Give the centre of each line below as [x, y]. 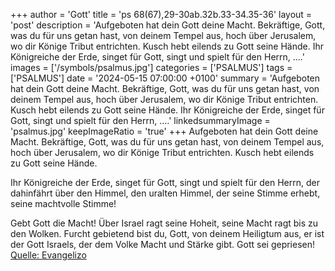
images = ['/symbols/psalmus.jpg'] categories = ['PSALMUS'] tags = [151, 67]
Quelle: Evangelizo [48, 255]
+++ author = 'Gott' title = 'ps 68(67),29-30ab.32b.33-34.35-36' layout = [161, 14]
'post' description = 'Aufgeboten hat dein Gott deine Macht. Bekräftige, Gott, [168, 25]
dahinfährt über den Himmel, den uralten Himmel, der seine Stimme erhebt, [165, 193]
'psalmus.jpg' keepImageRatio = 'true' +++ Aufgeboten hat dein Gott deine [164, 131]
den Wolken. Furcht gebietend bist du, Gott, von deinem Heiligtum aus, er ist [167, 233]
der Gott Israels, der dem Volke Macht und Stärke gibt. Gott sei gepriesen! [163, 244]
